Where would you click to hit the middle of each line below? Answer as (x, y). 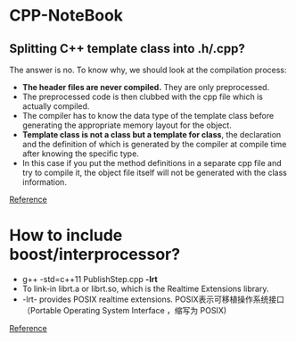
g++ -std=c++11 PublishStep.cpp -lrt (90, 279)
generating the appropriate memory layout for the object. (127, 125)
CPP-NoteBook (66, 16)
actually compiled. (56, 106)
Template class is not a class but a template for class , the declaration (152, 134)
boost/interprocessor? (95, 254)
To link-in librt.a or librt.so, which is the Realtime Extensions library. (145, 288)
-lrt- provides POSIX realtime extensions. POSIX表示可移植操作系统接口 (153, 299)
